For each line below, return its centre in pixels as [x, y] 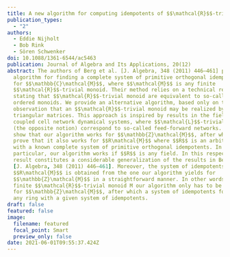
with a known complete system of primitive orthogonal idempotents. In [118, 147]
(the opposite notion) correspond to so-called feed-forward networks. [118, 128]
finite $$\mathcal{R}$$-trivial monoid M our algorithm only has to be [118, 186]
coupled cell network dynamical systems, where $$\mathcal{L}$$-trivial [119, 122]
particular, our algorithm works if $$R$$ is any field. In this [108, 154]
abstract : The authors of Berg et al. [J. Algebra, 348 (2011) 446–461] [113, 71]
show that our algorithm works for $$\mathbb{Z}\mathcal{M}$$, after [114, 134]
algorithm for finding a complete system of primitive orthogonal [110, 77]
